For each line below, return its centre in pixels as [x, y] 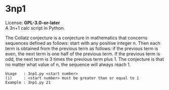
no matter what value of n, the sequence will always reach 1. [68, 64]
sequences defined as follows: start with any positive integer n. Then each [83, 43]
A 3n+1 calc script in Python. [35, 28]
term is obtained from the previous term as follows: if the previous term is [82, 48]
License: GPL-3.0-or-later [33, 23]
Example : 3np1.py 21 [28, 82]
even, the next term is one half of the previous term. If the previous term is [83, 54]
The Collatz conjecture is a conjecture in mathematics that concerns [76, 38]
